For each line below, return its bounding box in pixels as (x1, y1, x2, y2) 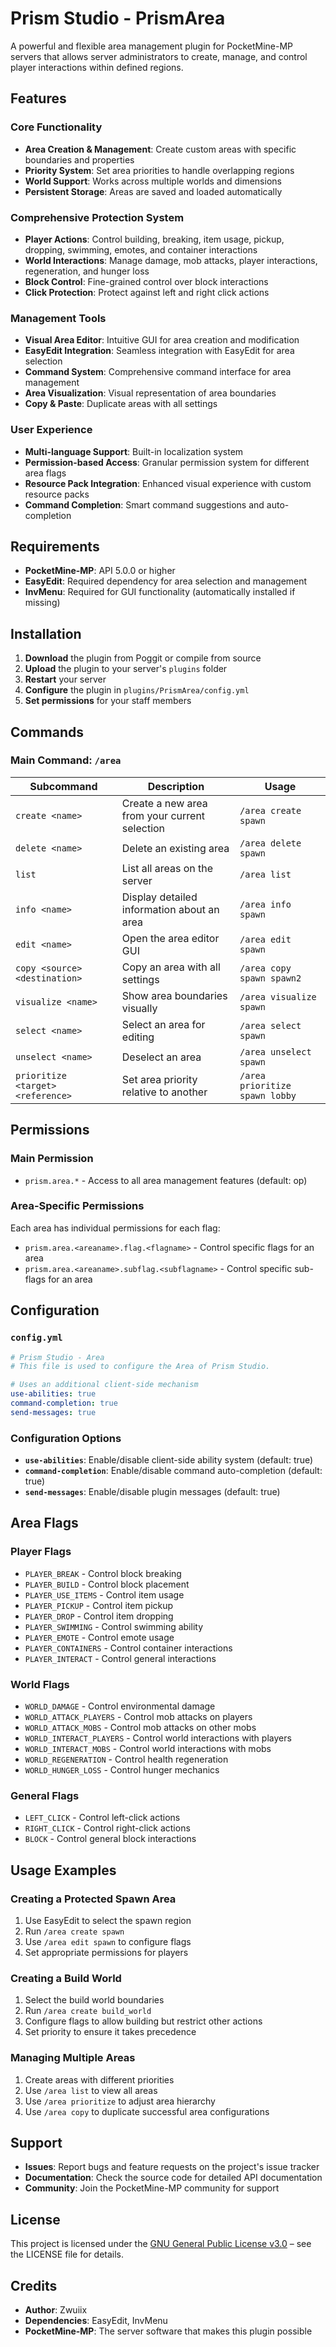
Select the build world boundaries (24, 1994, 165, 2006)
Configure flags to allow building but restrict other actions (24, 2015, 263, 2027)
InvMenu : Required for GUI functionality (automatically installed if (24, 586, 296, 598)
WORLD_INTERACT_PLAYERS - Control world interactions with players (24, 1732, 292, 1744)
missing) (24, 597, 61, 609)
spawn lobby (239, 1090, 297, 1101)
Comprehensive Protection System (10, 210, 185, 224)
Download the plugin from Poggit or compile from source (24, 652, 262, 664)
